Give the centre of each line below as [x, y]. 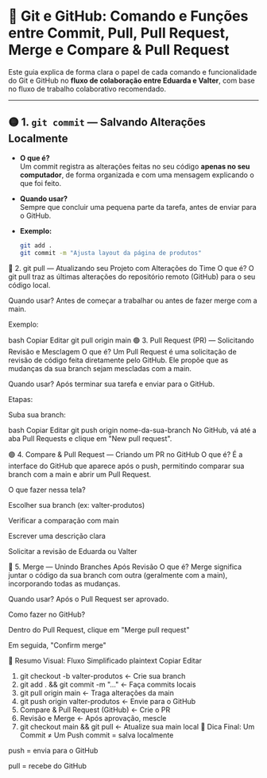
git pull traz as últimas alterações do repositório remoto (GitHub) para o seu [132, 277]
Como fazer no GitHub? [47, 614]
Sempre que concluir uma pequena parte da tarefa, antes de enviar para [138, 207]
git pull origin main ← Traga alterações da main [97, 693]
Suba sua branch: [37, 414]
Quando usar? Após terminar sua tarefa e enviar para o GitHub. [112, 384]
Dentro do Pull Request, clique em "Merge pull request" [99, 629]
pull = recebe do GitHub [48, 765]
